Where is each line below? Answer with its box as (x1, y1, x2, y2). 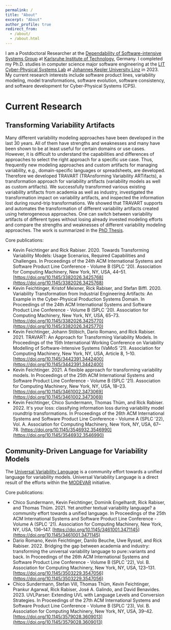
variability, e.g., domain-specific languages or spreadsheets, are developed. (5, 167, 165, 173)
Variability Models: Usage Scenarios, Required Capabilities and (12, 252, 145, 259)
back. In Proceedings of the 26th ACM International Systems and (12, 554, 150, 560)
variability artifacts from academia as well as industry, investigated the (5, 189, 154, 195)
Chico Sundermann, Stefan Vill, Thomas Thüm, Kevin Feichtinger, (12, 581, 150, 587)
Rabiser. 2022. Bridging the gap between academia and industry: (12, 542, 150, 549)
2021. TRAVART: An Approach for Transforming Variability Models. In (12, 334, 158, 340)
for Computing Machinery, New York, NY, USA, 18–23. (12, 383, 127, 389)
